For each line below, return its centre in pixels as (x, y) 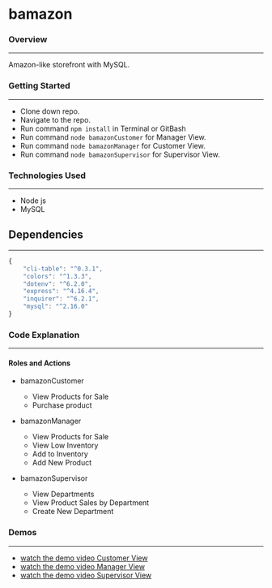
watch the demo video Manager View (83, 566)
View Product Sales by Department (91, 503)
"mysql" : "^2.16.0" (56, 307)
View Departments (63, 494)
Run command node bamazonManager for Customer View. (113, 145)
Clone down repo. (50, 111)
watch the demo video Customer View (84, 558)
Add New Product (62, 463)
